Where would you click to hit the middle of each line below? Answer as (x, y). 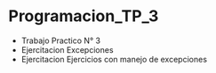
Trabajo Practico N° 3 (61, 40)
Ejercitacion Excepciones (67, 49)
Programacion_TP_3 (84, 16)
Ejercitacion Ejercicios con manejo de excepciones (114, 59)
